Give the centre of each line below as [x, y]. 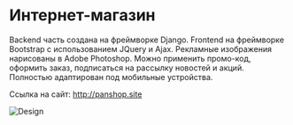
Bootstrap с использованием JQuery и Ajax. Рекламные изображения [141, 48]
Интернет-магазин [82, 15]
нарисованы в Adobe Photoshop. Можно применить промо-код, [130, 58]
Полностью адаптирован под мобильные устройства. [111, 77]
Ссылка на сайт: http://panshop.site [76, 94]
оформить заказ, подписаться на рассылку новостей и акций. [127, 68]
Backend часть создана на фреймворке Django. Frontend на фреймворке [147, 40]
